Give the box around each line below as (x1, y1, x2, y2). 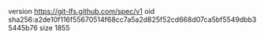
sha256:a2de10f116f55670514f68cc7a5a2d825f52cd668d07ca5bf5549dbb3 (8, 15, 257, 24)
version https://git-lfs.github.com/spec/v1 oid (8, 7, 155, 16)
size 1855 (39, 23, 70, 32)
